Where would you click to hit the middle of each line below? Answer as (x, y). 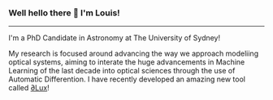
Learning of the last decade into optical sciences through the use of (122, 71)
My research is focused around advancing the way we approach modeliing (133, 54)
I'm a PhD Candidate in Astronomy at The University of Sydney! (115, 38)
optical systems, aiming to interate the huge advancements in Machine (127, 62)
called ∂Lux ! (29, 88)
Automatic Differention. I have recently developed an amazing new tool (127, 79)
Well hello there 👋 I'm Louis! (64, 13)
